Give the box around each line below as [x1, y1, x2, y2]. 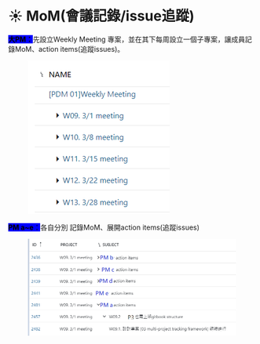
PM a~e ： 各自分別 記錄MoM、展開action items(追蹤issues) [8, 223, 200, 232]
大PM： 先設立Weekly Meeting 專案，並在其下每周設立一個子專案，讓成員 [8, 34, 246, 44]
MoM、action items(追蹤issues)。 [14, 44, 124, 53]
